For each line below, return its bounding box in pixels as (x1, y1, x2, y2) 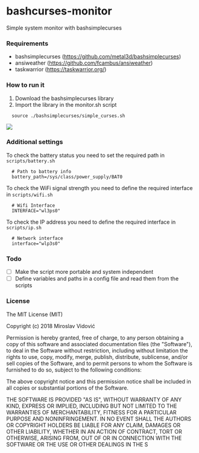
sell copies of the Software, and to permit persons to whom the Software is (6, 360, 193, 367)
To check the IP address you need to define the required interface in (6, 218, 176, 226)
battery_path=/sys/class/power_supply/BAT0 (11, 174, 122, 180)
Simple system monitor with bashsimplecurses (6, 24, 122, 31)
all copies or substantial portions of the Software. (6, 384, 128, 391)
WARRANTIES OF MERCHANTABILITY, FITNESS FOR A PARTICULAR (6, 408, 177, 416)
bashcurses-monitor (6, 4, 113, 18)
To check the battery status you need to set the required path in (6, 151, 165, 159)
